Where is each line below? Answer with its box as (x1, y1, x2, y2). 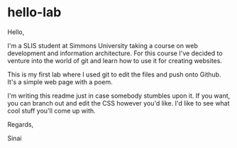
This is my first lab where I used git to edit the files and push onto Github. (7, 70, 221, 79)
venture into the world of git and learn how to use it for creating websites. (7, 56, 222, 64)
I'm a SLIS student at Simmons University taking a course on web (7, 41, 199, 50)
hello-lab (7, 4, 62, 21)
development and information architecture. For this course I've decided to (7, 49, 223, 57)
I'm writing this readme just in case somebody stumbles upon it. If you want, (7, 91, 231, 100)
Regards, (7, 120, 34, 128)
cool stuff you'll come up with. (7, 106, 96, 115)
